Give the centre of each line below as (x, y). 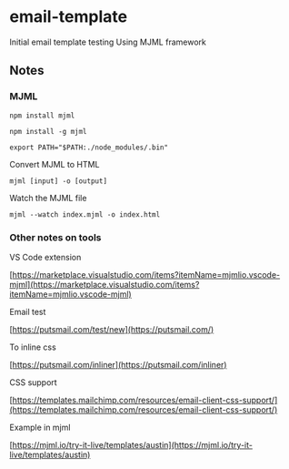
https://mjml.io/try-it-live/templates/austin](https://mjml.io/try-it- (132, 444)
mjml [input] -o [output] (58, 181)
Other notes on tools (55, 237)
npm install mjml (42, 116)
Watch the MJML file (48, 198)
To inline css (33, 347)
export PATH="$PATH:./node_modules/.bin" (89, 148)
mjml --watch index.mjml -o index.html (85, 214)
